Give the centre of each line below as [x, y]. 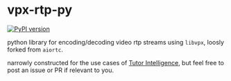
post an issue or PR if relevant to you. [61, 70]
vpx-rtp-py [40, 10]
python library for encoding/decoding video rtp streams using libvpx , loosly [115, 42]
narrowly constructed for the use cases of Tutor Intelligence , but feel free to [115, 62]
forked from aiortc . [35, 49]
